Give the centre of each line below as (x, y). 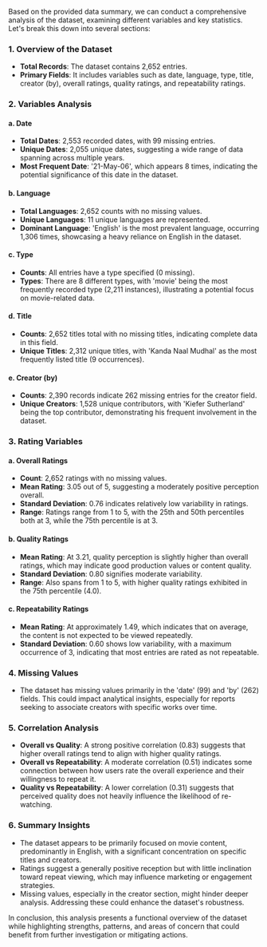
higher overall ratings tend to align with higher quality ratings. (120, 754)
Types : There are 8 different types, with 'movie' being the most (124, 281)
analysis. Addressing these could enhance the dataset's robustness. (132, 902)
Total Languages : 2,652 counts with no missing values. (111, 211)
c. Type (21, 255)
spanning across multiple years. (72, 158)
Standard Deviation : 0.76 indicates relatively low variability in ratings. (134, 504)
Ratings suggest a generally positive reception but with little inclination (136, 868)
